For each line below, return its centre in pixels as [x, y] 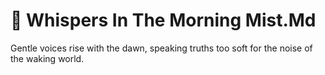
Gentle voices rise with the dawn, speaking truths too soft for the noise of [161, 48]
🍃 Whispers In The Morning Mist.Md [163, 20]
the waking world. [47, 58]
